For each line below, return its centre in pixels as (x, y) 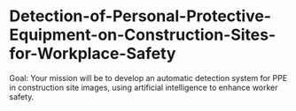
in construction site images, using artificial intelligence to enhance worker (144, 87)
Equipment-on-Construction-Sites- (143, 35)
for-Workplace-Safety (93, 54)
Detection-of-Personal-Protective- (140, 16)
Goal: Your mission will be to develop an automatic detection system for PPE (148, 78)
